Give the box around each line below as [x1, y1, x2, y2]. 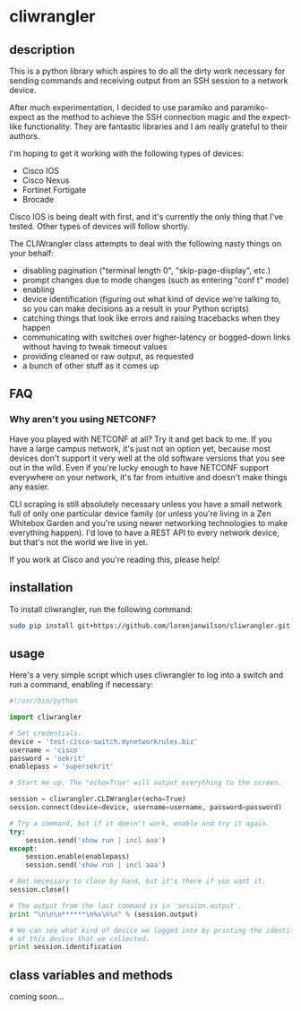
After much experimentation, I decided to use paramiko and [9, 102, 229, 113]
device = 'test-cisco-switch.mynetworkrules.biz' [9, 737, 199, 746]
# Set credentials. [9, 729, 82, 738]
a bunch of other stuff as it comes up [21, 360, 159, 371]
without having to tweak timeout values [21, 341, 168, 351]
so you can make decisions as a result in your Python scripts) [21, 303, 249, 314]
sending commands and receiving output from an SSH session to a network [9, 75, 288, 86]
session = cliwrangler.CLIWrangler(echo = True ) [9, 795, 186, 804]
